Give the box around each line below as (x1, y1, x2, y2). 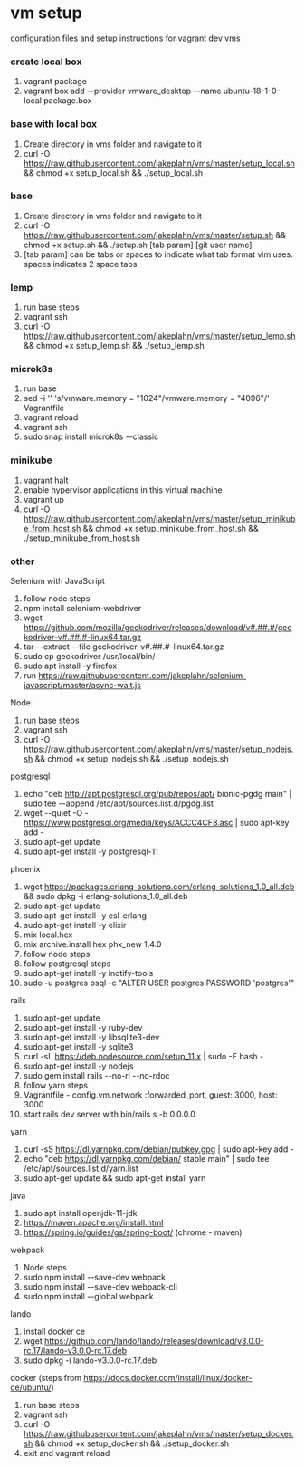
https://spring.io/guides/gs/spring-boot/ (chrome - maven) (23, 1227, 243, 1238)
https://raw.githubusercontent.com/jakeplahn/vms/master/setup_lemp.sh (23, 331, 296, 341)
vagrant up (23, 494, 64, 504)
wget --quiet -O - (23, 808, 89, 819)
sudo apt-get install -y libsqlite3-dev (23, 1031, 160, 1043)
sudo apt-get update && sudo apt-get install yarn (23, 1173, 206, 1184)
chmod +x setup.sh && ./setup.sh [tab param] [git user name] (23, 239, 253, 250)
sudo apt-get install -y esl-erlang (23, 910, 148, 921)
